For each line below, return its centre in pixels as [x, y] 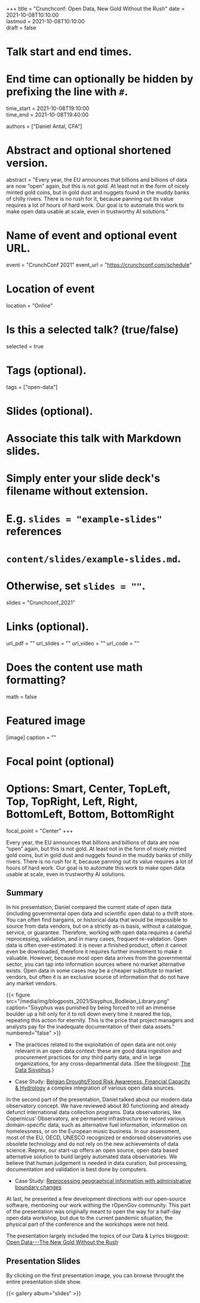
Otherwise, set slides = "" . [76, 586]
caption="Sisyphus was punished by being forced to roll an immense [91, 1008]
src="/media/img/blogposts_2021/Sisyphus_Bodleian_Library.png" [88, 1001]
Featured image [46, 721]
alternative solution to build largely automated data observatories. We [92, 1157]
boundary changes [38, 1187]
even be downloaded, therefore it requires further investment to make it [94, 952]
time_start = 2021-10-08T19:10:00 [48, 108]
